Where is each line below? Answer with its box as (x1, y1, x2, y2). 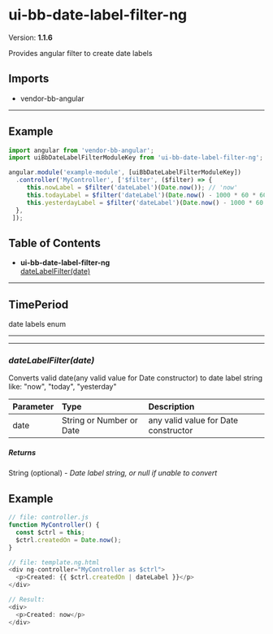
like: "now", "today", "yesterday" (8, 382, 117, 392)
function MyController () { (8, 521, 100, 529)
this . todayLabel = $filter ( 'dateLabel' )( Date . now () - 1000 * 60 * (26, 191, 257, 199)
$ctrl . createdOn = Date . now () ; (15, 536, 122, 544)
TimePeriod (8, 297, 69, 311)
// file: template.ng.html (8, 558, 100, 567)
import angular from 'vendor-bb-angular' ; (8, 146, 154, 154)
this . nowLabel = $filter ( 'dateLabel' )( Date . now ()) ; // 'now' (26, 184, 238, 192)
